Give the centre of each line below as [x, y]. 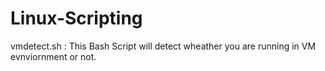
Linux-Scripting [76, 18]
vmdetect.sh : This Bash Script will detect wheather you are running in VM [163, 46]
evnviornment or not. [53, 56]
